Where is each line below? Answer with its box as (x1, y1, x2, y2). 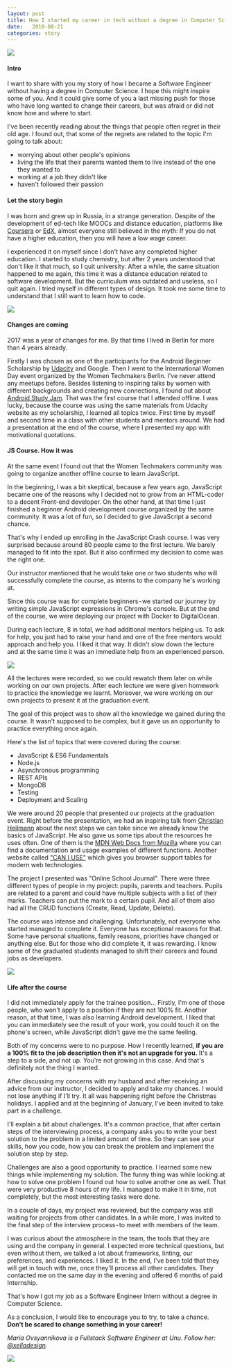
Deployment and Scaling (17, 796, 88, 804)
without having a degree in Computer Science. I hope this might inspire (7, 87, 210, 95)
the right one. (7, 555, 46, 564)
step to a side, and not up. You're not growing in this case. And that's (7, 1056, 205, 1065)
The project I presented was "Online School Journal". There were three (7, 874, 210, 883)
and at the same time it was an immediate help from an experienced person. (7, 648, 225, 656)
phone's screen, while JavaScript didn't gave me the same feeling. (7, 1028, 198, 1036)
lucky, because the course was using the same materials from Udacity (7, 401, 208, 409)
